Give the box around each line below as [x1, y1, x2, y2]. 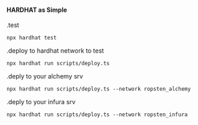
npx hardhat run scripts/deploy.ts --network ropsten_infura [6, 111, 188, 118]
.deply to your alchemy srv [6, 72, 84, 81]
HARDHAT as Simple [6, 6, 68, 14]
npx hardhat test [6, 35, 57, 42]
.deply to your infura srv [6, 98, 76, 106]
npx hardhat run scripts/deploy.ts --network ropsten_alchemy [6, 85, 191, 93]
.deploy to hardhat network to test [6, 47, 105, 55]
